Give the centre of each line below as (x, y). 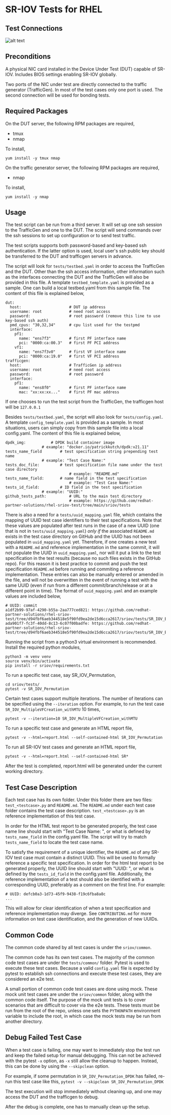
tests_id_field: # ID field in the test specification (74, 487)
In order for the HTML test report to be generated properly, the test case (81, 826)
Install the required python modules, (43, 647)
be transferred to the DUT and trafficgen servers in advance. (69, 256)
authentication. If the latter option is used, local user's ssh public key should (85, 251)
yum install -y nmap (27, 197)
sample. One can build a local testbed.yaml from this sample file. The (78, 288)
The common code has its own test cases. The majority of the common (80, 958)
